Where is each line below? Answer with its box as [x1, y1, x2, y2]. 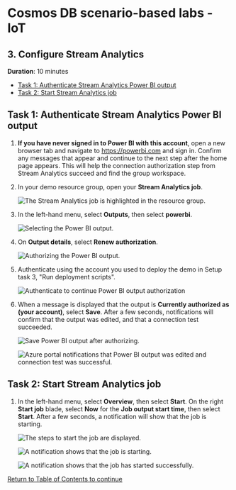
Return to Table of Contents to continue [7, 474, 123, 483]
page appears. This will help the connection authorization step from [17, 161, 216, 169]
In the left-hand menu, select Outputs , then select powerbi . [17, 210, 193, 218]
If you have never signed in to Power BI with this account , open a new [17, 138, 225, 147]
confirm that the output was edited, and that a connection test [17, 315, 199, 323]
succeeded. [17, 323, 53, 331]
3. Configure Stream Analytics [7, 48, 144, 60]
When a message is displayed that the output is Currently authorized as [17, 300, 230, 308]
